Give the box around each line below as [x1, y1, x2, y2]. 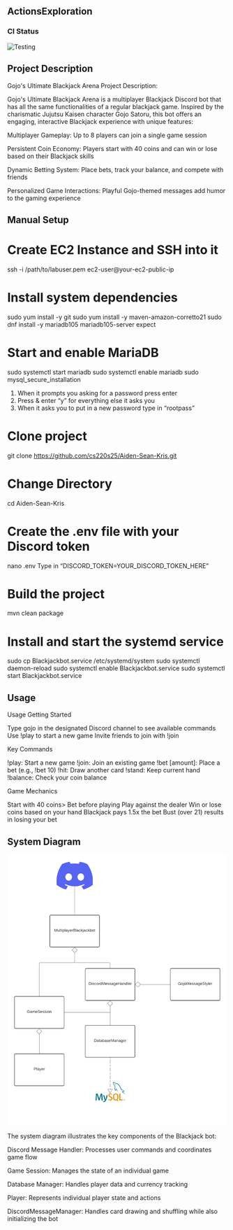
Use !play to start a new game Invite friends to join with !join [7, 731, 179, 740]
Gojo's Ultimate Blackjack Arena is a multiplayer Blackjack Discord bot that [7, 94, 222, 104]
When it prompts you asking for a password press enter [17, 388, 178, 397]
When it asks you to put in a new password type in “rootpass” [17, 404, 195, 412]
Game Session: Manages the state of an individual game [7, 1166, 170, 1175]
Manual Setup [7, 213, 70, 226]
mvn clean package [7, 609, 64, 618]
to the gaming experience [7, 194, 82, 202]
